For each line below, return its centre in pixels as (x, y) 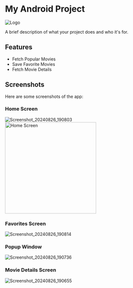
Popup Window (24, 247)
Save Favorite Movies (33, 64)
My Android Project (45, 9)
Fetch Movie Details (32, 69)
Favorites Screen (25, 224)
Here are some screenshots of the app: (44, 96)
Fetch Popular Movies (34, 59)
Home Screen (21, 109)
